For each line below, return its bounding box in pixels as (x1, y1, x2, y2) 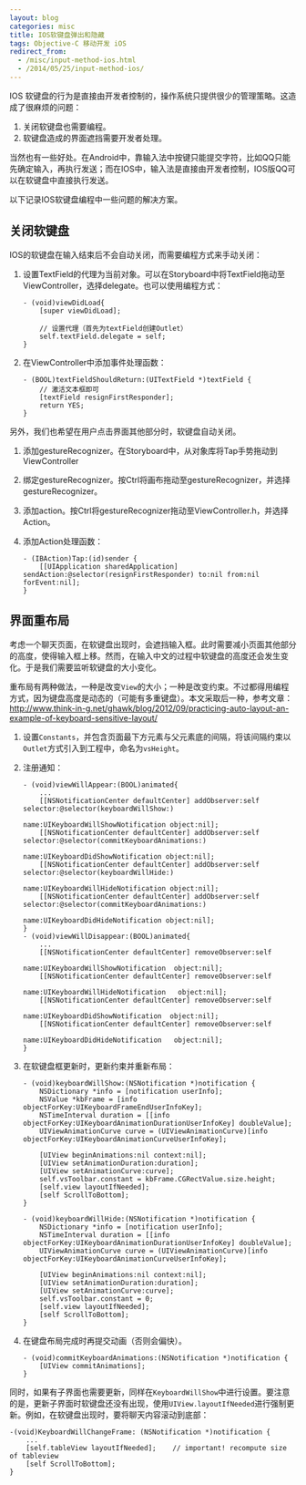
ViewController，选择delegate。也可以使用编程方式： (22, 280, 223, 291)
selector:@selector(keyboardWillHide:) (22, 868, 175, 877)
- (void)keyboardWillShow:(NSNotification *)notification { (22, 1078, 256, 1088)
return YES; (39, 400, 85, 410)
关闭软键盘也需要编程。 (22, 120, 111, 132)
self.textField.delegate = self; (39, 332, 167, 341)
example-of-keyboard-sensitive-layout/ (9, 712, 158, 723)
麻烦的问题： (33, 101, 82, 112)
